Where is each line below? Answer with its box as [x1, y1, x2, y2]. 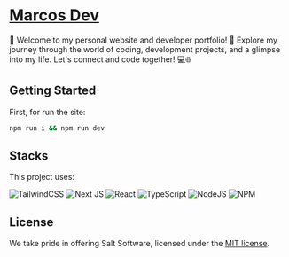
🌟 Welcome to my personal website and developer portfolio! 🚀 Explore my [9, 35, 277, 45]
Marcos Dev [9, 5, 100, 26]
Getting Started [9, 83, 97, 98]
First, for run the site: [9, 106, 86, 117]
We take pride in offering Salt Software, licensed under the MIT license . [9, 238, 270, 249]
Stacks [9, 148, 49, 164]
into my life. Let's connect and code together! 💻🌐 [9, 54, 192, 65]
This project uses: [9, 172, 75, 183]
